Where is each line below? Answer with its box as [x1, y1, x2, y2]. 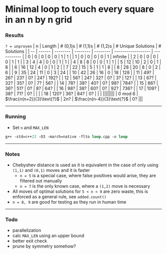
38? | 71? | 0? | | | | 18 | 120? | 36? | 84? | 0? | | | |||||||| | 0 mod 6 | [5, 91, 138, 97]
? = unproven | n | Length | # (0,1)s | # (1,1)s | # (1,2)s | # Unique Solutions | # [5, 43, 162, 49]
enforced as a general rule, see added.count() [12, 193, 107, 200]
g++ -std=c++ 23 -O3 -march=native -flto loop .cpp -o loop [5, 134, 128, 139]
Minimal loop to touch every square [5, 3, 154, 15]
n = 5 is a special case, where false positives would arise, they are [19, 172, 157, 178]
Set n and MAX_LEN [12, 125, 49, 130]
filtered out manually [19, 178, 62, 184]
